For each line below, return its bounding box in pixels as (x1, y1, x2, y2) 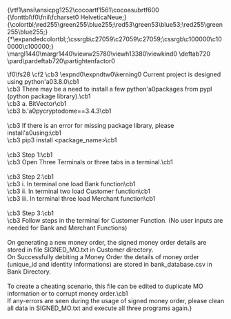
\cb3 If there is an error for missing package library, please (7, 122, 174, 129)
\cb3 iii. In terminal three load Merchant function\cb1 (7, 195, 156, 202)
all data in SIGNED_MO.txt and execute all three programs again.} (7, 304, 192, 312)
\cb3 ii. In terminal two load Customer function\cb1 (7, 187, 150, 195)
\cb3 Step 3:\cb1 (7, 209, 54, 217)
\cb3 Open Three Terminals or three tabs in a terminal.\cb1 (7, 158, 174, 166)
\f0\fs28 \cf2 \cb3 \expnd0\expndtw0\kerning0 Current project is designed (7, 70, 221, 78)
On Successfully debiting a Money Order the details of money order (7, 253, 200, 261)
